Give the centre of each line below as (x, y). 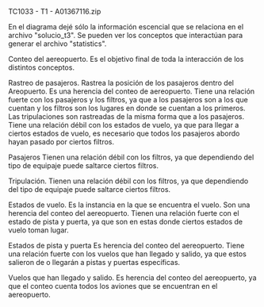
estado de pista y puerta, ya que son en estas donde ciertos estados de (126, 222)
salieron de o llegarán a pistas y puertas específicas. (94, 262)
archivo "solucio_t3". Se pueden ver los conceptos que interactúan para (126, 35)
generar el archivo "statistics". (57, 44)
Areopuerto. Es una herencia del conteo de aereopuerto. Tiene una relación (132, 91)
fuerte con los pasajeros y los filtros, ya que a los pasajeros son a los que (128, 100)
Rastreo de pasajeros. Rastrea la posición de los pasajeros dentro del (121, 83)
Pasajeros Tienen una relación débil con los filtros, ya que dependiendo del (131, 157)
